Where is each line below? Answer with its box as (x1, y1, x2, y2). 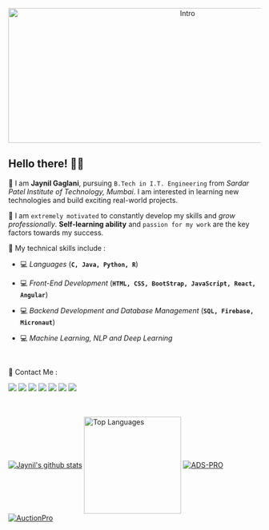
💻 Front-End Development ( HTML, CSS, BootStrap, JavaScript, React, (19, 278, 256, 288)
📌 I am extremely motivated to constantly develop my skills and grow (8, 210, 236, 220)
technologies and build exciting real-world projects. (8, 195, 179, 205)
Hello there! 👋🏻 (8, 157, 84, 171)
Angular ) (19, 289, 49, 299)
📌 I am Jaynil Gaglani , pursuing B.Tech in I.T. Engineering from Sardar (8, 178, 250, 188)
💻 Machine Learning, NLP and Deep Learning (19, 333, 173, 343)
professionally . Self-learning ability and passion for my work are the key (8, 219, 250, 229)
